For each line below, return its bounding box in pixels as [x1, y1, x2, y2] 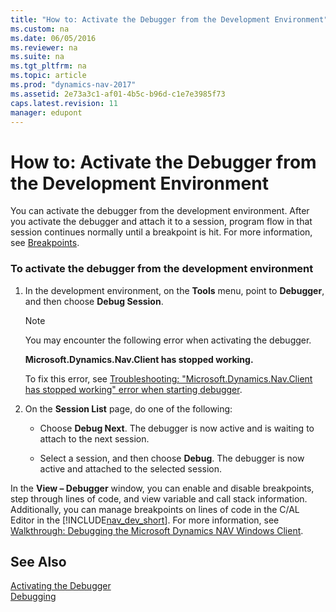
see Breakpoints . [10, 237, 80, 249]
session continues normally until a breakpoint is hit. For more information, [10, 226, 313, 238]
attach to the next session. [39, 432, 150, 445]
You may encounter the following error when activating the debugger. [24, 334, 312, 346]
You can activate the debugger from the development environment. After [10, 205, 310, 217]
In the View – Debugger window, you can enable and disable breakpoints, [10, 482, 315, 494]
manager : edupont [10, 107, 83, 118]
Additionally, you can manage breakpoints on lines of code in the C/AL [10, 503, 300, 515]
